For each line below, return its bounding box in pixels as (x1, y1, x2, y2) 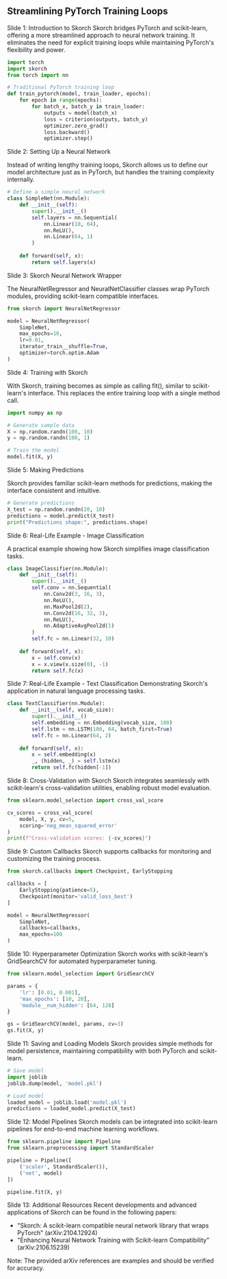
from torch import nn (7, 71, 69, 78)
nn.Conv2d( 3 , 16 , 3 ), (43, 590, 106, 598)
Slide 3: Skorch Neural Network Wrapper (7, 271, 122, 279)
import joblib (7, 1074, 48, 1081)
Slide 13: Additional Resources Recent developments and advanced (7, 1201, 197, 1209)
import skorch (7, 65, 48, 72)
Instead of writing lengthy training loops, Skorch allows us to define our (7, 161, 209, 169)
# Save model (7, 1068, 44, 1074)
